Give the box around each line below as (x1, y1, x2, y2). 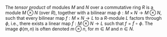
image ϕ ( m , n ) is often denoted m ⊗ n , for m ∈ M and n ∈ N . (5, 26, 134, 32)
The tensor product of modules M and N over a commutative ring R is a (5, 5, 153, 10)
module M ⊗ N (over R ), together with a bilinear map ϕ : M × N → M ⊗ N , (5, 10, 162, 16)
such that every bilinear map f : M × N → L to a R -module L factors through (5, 15, 162, 21)
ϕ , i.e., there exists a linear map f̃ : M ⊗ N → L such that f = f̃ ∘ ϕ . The (5, 20, 153, 26)
